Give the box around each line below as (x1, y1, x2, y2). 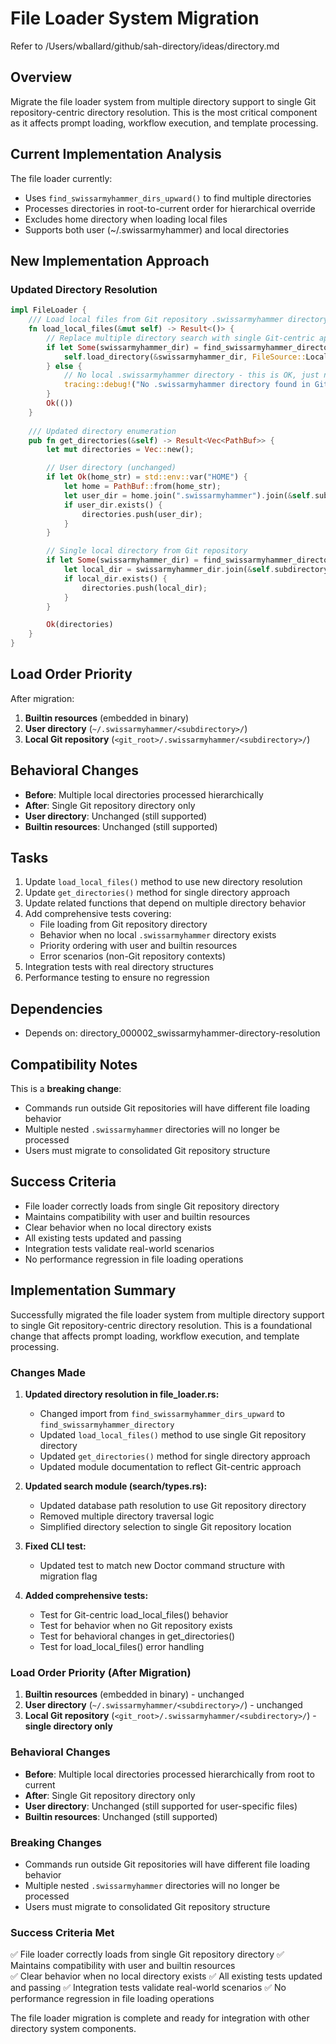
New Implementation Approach (10, 252, 210, 269)
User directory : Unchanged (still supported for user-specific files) (24, 1800, 298, 1812)
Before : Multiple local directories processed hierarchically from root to (24, 1768, 315, 1780)
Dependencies (10, 1000, 103, 1017)
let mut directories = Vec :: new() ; (46, 445, 195, 455)
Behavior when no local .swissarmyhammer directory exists (39, 929, 277, 941)
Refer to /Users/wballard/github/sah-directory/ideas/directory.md (10, 40, 280, 52)
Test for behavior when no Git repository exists (39, 1619, 233, 1631)
